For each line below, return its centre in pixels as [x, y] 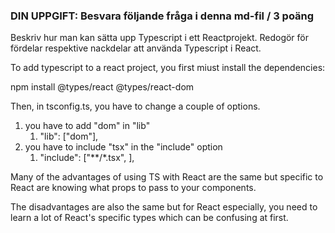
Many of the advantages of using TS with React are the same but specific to [167, 177]
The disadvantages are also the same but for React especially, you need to [164, 207]
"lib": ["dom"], [69, 136]
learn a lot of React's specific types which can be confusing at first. [149, 218]
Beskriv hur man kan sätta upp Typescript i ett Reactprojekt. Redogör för [160, 38]
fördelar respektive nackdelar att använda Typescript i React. [136, 48]
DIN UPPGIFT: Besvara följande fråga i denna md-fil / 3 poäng [162, 16]
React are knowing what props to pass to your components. [133, 188]
